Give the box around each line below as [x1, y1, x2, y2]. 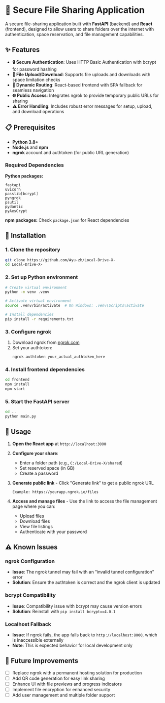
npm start [5, 386, 26, 392]
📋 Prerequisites [5, 124, 56, 132]
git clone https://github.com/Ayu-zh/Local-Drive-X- [5, 257, 116, 262]
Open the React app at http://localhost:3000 [12, 441, 107, 447]
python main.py [5, 414, 36, 419]
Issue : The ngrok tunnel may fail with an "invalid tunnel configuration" [12, 569, 154, 575]
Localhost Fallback [5, 620, 52, 627]
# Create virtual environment [5, 285, 67, 290]
